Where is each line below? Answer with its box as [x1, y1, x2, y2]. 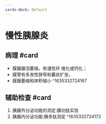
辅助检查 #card [5, 93, 51, 102]
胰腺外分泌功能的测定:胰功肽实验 [12, 107, 79, 114]
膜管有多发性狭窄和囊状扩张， [12, 71, 73, 77]
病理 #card [5, 51, 38, 60]
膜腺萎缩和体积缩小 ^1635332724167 [12, 78, 87, 83]
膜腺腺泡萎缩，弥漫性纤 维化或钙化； [12, 65, 87, 71]
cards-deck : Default [5, 7, 48, 12]
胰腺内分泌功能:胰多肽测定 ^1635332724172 [12, 114, 101, 120]
